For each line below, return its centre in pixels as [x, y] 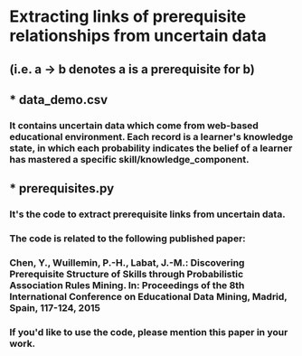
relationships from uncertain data [138, 36]
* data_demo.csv [59, 100]
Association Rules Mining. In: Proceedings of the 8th [127, 286]
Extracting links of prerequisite [128, 17]
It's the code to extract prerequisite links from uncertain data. [148, 214]
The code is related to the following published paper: [127, 239]
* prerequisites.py [62, 188]
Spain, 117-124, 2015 [55, 308]
